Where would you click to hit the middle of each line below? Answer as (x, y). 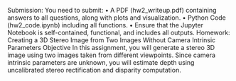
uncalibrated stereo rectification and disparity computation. (94, 70)
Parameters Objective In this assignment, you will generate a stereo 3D (111, 48)
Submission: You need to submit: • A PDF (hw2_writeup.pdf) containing (112, 10)
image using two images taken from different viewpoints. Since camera (111, 55)
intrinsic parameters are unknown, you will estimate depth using (101, 62)
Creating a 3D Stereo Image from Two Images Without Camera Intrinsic (112, 40)
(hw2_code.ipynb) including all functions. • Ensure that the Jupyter (106, 25)
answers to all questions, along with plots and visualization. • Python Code (117, 18)
